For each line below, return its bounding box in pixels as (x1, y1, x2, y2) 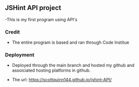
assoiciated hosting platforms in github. (12, 67, 91, 74)
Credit (5, 28, 20, 35)
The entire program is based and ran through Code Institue (12, 39, 129, 45)
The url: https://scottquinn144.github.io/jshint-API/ (12, 77, 112, 83)
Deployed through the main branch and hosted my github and (12, 62, 135, 68)
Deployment (5, 51, 35, 58)
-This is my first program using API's (5, 16, 78, 22)
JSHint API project (5, 4, 61, 12)
